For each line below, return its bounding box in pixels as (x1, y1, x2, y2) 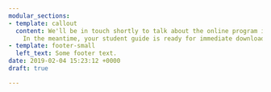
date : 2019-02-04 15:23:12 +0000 (8, 57, 121, 65)
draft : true (8, 65, 48, 73)
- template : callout (8, 19, 78, 27)
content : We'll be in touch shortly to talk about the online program (15, 27, 258, 35)
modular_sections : (8, 11, 70, 20)
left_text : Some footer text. (15, 49, 117, 57)
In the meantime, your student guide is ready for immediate (23, 34, 232, 43)
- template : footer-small (8, 42, 95, 50)
